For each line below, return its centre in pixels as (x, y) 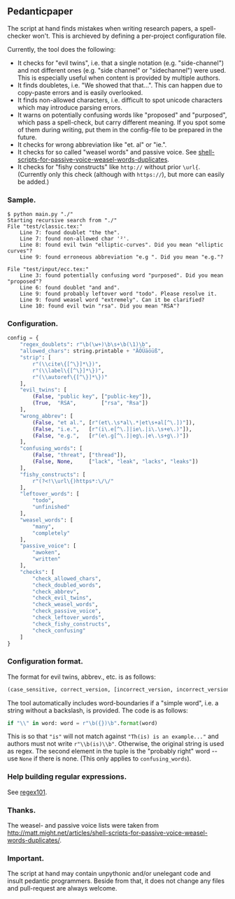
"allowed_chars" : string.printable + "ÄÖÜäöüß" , (92, 351)
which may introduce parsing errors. (70, 107)
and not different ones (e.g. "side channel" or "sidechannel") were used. (122, 70)
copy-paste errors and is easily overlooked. (80, 92)
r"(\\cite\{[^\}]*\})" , (67, 364)
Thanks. (22, 810)
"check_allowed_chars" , (67, 578)
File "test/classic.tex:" (45, 226)
